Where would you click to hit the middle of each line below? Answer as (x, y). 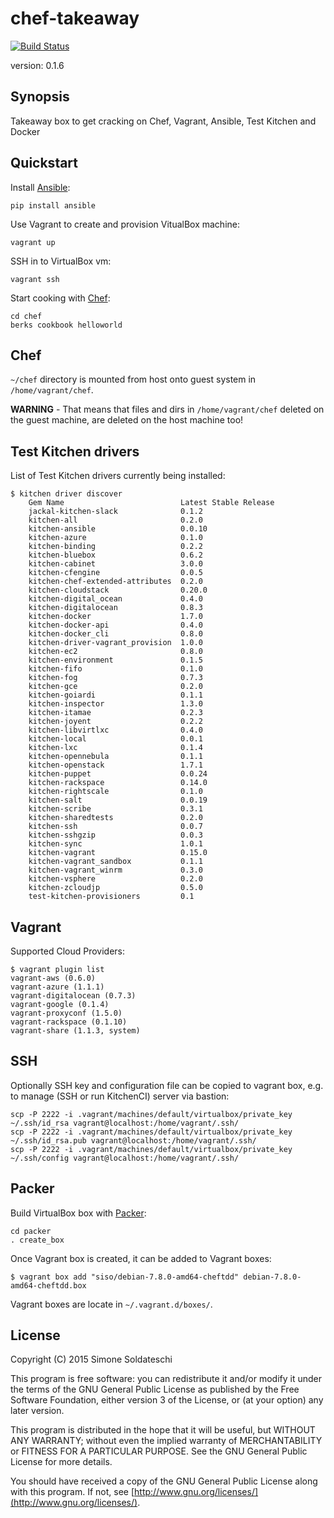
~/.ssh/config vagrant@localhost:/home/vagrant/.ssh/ (125, 1158)
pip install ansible (53, 205)
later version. (37, 1411)
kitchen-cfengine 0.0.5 (115, 573)
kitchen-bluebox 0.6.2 (115, 555)
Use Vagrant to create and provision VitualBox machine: (125, 224)
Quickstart (44, 163)
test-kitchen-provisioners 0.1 (111, 897)
